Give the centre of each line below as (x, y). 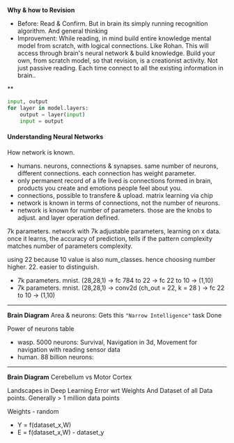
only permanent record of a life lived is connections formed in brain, (115, 180)
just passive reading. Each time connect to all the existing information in (120, 68)
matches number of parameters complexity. (70, 246)
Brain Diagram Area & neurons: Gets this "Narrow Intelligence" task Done (115, 315)
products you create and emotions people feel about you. (100, 188)
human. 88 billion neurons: (55, 357)
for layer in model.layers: (48, 108)
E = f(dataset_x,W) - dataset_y (61, 432)
